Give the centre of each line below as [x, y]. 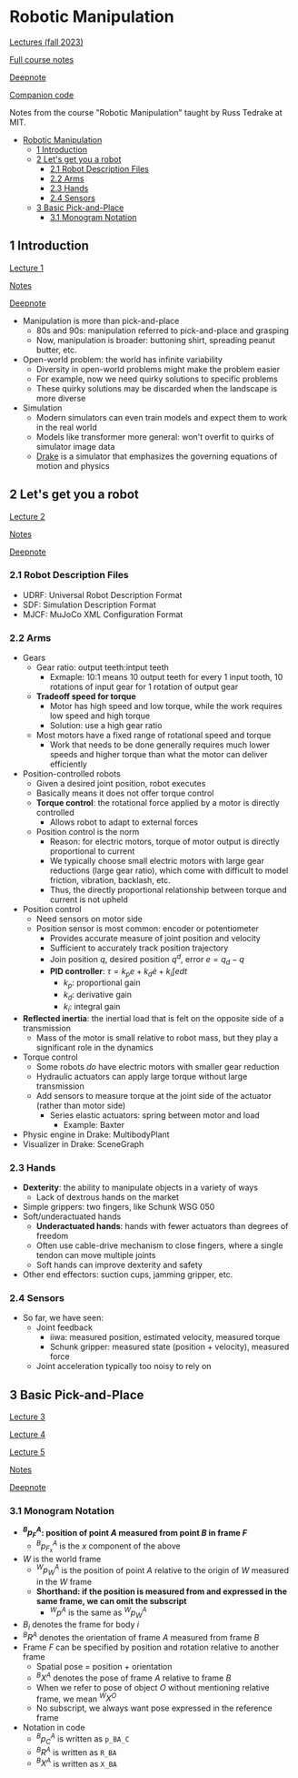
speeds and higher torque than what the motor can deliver [159, 755]
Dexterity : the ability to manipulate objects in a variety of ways [140, 1188]
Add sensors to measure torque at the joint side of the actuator [154, 1095]
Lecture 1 [26, 268]
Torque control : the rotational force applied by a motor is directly [158, 803]
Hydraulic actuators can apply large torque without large [142, 1076]
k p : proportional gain [102, 984]
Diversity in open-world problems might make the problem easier [158, 369]
